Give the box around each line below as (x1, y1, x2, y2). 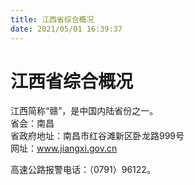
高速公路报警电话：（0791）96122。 (10, 164, 156, 176)
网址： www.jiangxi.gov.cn (10, 142, 118, 155)
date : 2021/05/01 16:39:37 (10, 24, 123, 34)
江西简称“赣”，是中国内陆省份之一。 (10, 105, 159, 117)
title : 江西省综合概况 (10, 14, 95, 25)
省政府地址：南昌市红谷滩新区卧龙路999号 (10, 130, 185, 142)
